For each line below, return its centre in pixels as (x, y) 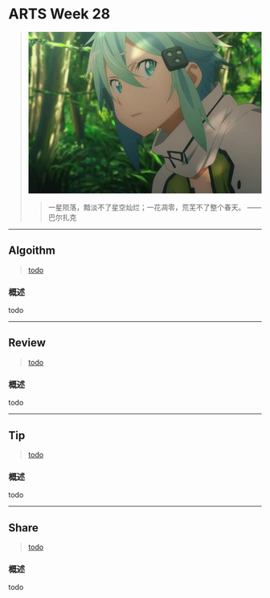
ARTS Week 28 (59, 14)
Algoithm (32, 251)
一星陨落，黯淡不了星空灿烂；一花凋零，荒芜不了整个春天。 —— (155, 207)
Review (27, 343)
